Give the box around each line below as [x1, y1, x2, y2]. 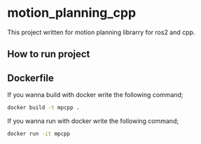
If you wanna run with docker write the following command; [7, 117, 179, 125]
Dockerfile [7, 72, 55, 84]
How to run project [7, 48, 90, 60]
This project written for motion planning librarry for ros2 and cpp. [7, 28, 195, 36]
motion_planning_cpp [7, 5, 137, 21]
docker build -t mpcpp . [7, 104, 80, 111]
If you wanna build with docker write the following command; [7, 91, 183, 99]
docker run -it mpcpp [7, 131, 71, 138]
